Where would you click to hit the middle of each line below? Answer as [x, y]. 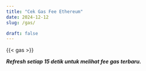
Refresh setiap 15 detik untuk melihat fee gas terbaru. [74, 62]
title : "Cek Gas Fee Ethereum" [45, 12]
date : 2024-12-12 [27, 17]
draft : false [22, 33]
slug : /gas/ [21, 22]
